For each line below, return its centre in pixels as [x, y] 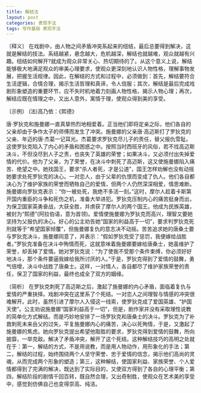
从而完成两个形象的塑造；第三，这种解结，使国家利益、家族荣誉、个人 [103, 362]
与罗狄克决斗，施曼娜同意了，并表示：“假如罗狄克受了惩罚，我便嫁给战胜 [97, 237]
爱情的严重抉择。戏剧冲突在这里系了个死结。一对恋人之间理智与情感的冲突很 [100, 294]
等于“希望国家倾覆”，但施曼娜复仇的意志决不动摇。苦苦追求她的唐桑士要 [105, 229]
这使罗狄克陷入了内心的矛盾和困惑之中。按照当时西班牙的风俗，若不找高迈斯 [100, 147]
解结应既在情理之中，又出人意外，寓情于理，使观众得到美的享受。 [87, 99]
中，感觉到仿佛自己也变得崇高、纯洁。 [53, 384]
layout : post [22, 17]
